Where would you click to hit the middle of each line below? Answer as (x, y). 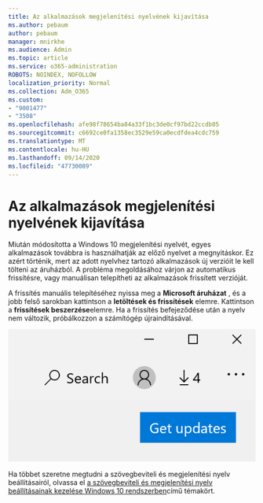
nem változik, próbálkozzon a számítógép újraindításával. (101, 318)
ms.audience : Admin (40, 50)
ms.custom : (26, 100)
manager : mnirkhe (37, 42)
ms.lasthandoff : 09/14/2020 (54, 157)
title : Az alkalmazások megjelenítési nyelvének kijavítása (109, 17)
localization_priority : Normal (59, 83)
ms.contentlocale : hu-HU (49, 150)
